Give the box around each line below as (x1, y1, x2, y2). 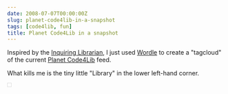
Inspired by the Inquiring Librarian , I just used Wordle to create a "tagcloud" (7, 48, 222, 57)
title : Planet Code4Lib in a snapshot (7, 29, 118, 37)
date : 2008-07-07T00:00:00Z (7, 10, 88, 17)
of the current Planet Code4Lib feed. (7, 56, 112, 64)
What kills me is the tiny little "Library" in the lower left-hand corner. (7, 69, 200, 77)
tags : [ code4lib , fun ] (7, 23, 72, 30)
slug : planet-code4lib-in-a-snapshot (7, 17, 116, 23)
